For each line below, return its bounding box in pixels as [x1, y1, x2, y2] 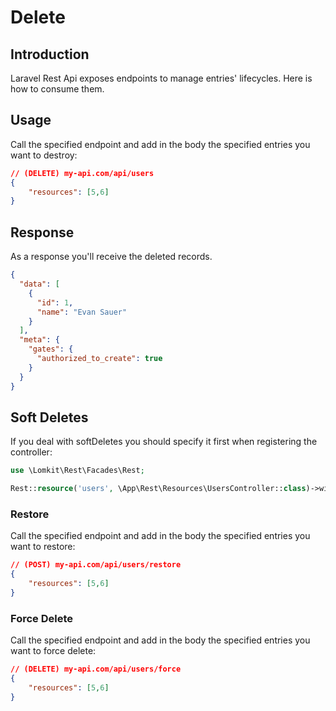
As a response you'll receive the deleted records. [10, 251, 213, 263]
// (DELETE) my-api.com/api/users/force [10, 664, 182, 675]
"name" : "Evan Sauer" [36, 307, 128, 317]
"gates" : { [28, 344, 74, 355]
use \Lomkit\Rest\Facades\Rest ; [10, 466, 145, 476]
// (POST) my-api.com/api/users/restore [10, 560, 182, 570]
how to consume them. [10, 83, 105, 95]
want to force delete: [10, 645, 97, 657]
